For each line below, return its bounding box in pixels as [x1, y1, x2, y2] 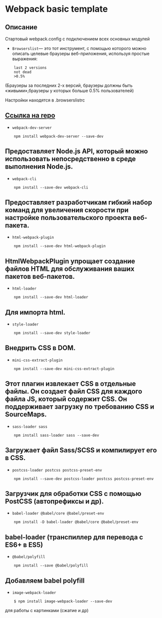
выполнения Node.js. [5, 163, 73, 171]
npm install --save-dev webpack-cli [14, 185, 89, 190]
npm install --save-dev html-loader [14, 295, 89, 300]
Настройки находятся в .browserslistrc [5, 97, 85, 103]
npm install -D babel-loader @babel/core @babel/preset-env [14, 519, 139, 525]
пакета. [5, 222, 29, 230]
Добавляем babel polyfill [5, 576, 85, 585]
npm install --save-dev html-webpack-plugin [14, 244, 106, 248]
